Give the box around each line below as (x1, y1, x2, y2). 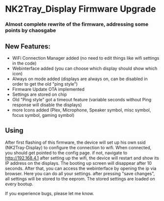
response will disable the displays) (12, 102, 82, 108)
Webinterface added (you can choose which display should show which (12, 65, 158, 71)
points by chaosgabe (5, 27, 56, 34)
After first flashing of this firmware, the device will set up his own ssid (5, 139, 146, 145)
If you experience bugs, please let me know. (5, 190, 94, 196)
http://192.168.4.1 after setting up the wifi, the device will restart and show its (5, 155, 159, 161)
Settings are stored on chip (12, 91, 67, 97)
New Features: (5, 42, 50, 50)
